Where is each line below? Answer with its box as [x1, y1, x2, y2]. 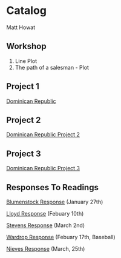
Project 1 [6, 81, 39, 91]
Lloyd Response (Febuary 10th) [6, 210, 84, 217]
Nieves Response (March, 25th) [6, 245, 85, 252]
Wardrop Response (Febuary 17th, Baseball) [6, 234, 116, 240]
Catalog [6, 4, 47, 18]
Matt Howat [6, 24, 36, 31]
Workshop [6, 41, 47, 51]
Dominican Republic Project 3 [6, 165, 80, 172]
